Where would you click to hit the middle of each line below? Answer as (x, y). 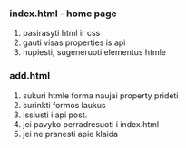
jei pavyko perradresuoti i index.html (91, 124)
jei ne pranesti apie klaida (70, 134)
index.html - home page (64, 14)
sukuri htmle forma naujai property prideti (100, 95)
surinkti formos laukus (64, 105)
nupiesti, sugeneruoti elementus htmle (94, 52)
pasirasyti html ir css (61, 33)
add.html (30, 76)
